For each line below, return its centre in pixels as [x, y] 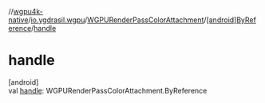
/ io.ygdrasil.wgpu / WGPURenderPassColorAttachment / [117, 20]
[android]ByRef [231, 20]
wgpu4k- [28, 11]
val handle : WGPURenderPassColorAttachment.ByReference [108, 90]
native [18, 20]
